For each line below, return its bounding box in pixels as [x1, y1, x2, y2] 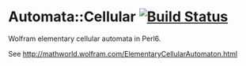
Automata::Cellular [8, 8, 136, 26]
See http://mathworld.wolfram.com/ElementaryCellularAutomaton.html [8, 49, 238, 58]
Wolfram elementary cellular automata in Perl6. [8, 34, 161, 43]
